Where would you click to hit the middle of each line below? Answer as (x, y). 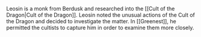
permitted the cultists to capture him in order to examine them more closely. (100, 27)
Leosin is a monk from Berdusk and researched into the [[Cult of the (91, 9)
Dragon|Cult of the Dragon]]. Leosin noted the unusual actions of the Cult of (101, 15)
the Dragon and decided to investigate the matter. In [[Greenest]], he (91, 21)
